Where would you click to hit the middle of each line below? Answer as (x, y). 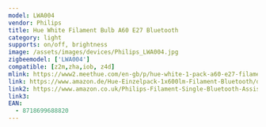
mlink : (19, 74)
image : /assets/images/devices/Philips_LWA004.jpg (93, 52)
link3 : (19, 96)
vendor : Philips (35, 23)
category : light (35, 37)
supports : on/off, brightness (58, 45)
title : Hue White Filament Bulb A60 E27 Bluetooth (93, 30)
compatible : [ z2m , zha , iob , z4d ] (61, 67)
